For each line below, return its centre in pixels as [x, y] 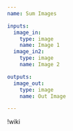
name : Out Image [43, 96]
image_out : [29, 83]
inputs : [18, 26]
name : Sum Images [32, 13]
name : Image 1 [40, 46]
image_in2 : [29, 52]
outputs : [20, 77]
